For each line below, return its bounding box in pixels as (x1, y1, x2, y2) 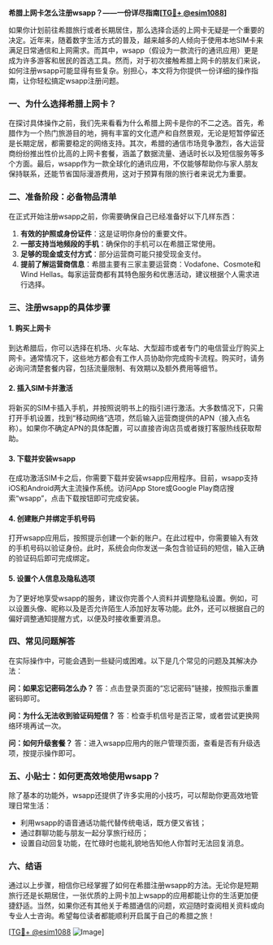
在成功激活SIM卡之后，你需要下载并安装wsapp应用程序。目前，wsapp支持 (8, 473, 258, 483)
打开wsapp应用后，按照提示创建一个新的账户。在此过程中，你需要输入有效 (8, 533, 258, 543)
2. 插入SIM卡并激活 (8, 384, 73, 393)
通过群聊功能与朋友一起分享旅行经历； (19, 828, 149, 838)
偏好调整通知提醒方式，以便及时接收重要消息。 (8, 613, 165, 623)
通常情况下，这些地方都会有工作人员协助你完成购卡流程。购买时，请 (29, 353, 258, 362)
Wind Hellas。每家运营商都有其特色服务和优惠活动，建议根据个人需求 (19, 269, 253, 279)
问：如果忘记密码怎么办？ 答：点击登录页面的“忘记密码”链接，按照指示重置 (8, 683, 259, 693)
